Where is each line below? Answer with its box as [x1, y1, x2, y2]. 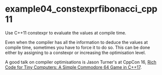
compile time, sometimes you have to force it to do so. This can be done [5, 44, 150, 50]
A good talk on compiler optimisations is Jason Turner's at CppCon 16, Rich [5, 59, 157, 65]
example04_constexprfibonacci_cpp [5, 3, 158, 15]
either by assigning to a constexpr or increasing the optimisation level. [5, 50, 146, 56]
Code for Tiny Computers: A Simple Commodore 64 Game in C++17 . [5, 64, 142, 70]
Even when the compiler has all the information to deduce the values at [5, 39, 148, 45]
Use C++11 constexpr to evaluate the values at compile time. [5, 30, 126, 36]
